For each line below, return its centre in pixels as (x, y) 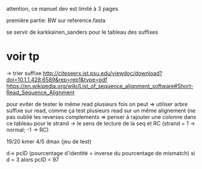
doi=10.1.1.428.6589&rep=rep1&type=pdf (57, 79)
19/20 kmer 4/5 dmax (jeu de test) (49, 141)
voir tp (23, 56)
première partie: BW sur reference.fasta (56, 20)
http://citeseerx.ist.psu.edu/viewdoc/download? (103, 73)
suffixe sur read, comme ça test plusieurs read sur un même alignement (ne (101, 110)
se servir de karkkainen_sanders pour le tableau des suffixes (82, 32)
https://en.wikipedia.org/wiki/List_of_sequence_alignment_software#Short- (100, 86)
